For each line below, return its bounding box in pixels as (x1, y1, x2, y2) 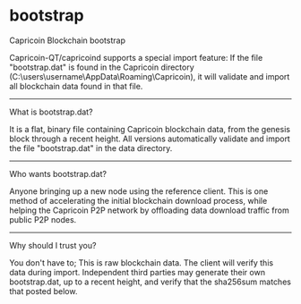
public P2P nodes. (9, 214, 77, 224)
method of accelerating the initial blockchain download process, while (9, 195, 268, 206)
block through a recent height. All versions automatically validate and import (9, 133, 291, 144)
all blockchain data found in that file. (9, 80, 143, 91)
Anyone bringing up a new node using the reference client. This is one (9, 185, 269, 197)
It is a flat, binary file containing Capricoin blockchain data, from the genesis (9, 123, 291, 134)
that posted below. (9, 285, 78, 296)
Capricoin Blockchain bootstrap (9, 35, 125, 46)
